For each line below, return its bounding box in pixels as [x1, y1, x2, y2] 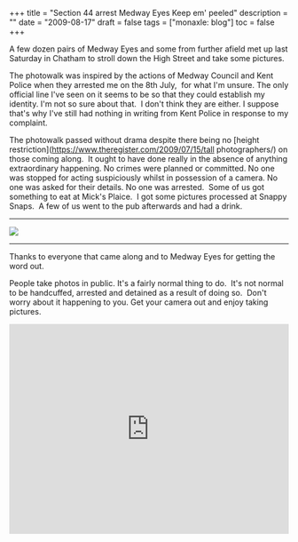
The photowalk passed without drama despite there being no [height [9, 135, 260, 145]
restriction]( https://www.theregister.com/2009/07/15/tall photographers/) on [9, 144, 288, 155]
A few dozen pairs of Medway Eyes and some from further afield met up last [9, 44, 288, 54]
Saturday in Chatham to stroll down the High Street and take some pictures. [9, 53, 286, 63]
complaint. [9, 117, 48, 128]
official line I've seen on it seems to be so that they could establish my [9, 89, 266, 100]
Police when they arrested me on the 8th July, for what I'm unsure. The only [9, 80, 289, 90]
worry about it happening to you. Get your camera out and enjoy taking [9, 297, 269, 307]
